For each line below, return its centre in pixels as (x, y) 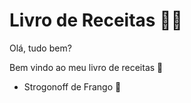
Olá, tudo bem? (40, 48)
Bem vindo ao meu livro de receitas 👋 (86, 67)
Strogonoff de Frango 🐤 (72, 86)
